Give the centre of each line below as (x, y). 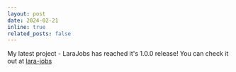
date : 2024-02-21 (33, 20)
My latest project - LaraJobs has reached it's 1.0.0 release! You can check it (118, 54)
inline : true (27, 27)
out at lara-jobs (30, 61)
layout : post (27, 14)
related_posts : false (39, 34)
